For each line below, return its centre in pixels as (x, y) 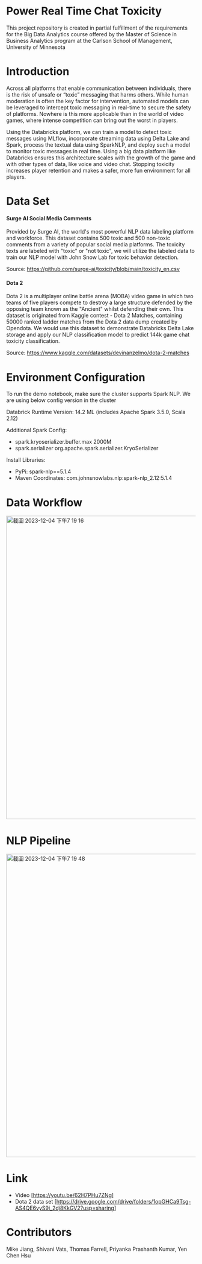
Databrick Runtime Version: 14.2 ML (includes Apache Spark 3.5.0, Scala (96, 412)
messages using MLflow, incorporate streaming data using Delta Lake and (98, 138)
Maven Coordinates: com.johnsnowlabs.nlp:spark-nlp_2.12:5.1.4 (93, 478)
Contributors (39, 1232)
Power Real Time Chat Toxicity (84, 11)
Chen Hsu (19, 1256)
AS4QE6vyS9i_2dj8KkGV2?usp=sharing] (65, 1208)
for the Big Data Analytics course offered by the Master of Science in (92, 34)
